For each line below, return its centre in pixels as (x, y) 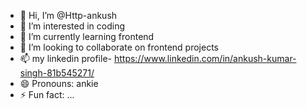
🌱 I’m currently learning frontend (87, 36)
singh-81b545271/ (57, 73)
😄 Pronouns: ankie (59, 83)
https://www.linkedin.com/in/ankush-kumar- (205, 58)
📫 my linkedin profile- (66, 58)
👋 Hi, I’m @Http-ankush (68, 15)
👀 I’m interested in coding (72, 26)
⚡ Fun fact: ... (47, 94)
